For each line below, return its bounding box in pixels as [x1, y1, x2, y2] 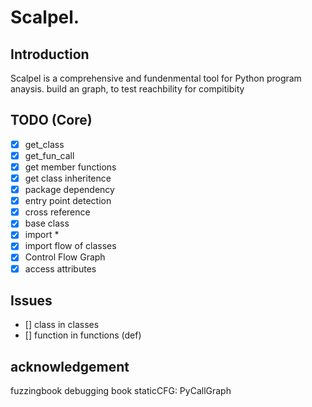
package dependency [24, 184, 115, 196]
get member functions [24, 161, 117, 173]
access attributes [24, 262, 97, 275]
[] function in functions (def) [24, 329, 142, 341]
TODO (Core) [10, 112, 93, 129]
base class [24, 217, 70, 230]
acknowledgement [10, 358, 130, 375]
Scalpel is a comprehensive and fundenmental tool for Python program [10, 72, 302, 84]
